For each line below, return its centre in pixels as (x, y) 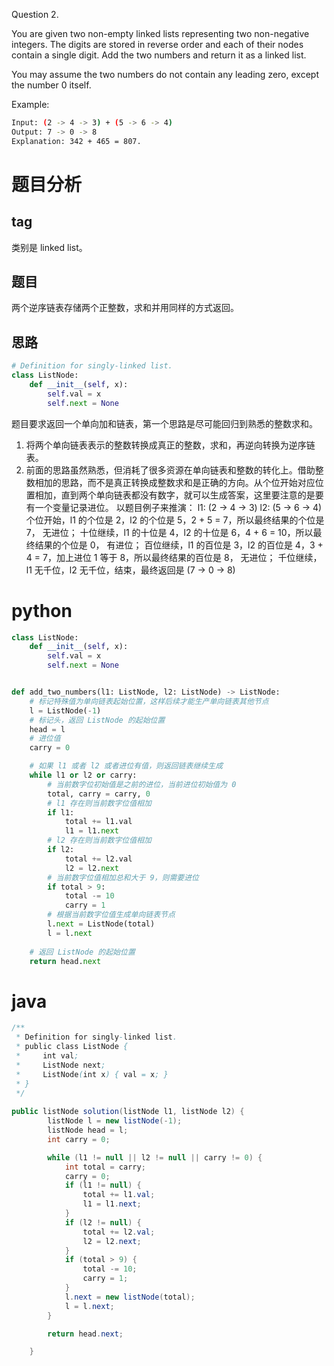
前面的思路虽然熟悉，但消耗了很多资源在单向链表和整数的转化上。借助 (170, 470)
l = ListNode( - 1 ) (65, 710)
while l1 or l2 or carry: (83, 775)
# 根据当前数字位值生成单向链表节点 (111, 915)
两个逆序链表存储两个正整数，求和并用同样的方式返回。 (125, 308)
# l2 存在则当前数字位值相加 (99, 840)
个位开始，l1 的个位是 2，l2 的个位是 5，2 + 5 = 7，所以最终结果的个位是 (175, 520)
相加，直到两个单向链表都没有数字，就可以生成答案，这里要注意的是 (175, 495)
